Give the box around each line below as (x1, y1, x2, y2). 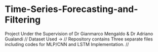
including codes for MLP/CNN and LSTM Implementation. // (5, 41, 129, 47)
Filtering (5, 14, 41, 25)
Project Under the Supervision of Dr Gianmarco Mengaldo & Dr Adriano (5, 30, 153, 36)
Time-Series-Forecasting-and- (5, 3, 138, 15)
